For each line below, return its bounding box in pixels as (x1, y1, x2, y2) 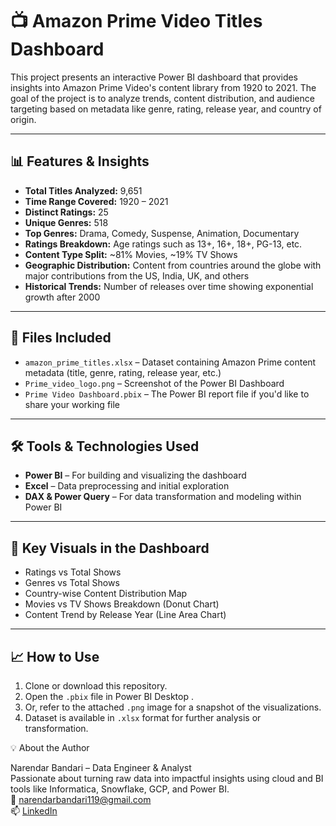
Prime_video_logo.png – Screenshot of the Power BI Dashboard (24, 377, 285, 389)
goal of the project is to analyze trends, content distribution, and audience (10, 92, 315, 104)
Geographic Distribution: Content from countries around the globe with (24, 259, 322, 271)
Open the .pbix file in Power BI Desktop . (24, 691, 194, 702)
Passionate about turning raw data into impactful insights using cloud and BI (10, 773, 324, 784)
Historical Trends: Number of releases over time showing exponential (24, 280, 314, 292)
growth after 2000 (24, 291, 101, 303)
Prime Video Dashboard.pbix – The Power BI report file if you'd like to (24, 388, 310, 400)
